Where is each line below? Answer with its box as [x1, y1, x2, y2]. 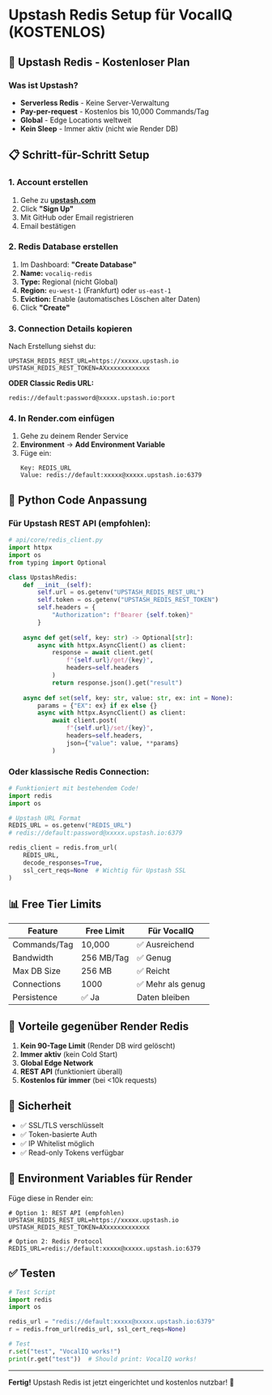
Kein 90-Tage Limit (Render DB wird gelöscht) [19, 1041, 176, 1051]
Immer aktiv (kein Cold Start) [19, 1049, 118, 1059]
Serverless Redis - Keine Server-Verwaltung [19, 97, 170, 107]
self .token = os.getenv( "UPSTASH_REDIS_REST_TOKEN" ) [37, 596, 219, 604]
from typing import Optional [8, 558, 107, 567]
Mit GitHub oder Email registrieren [19, 212, 134, 222]
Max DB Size [12, 965, 61, 976]
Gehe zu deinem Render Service [19, 431, 129, 441]
